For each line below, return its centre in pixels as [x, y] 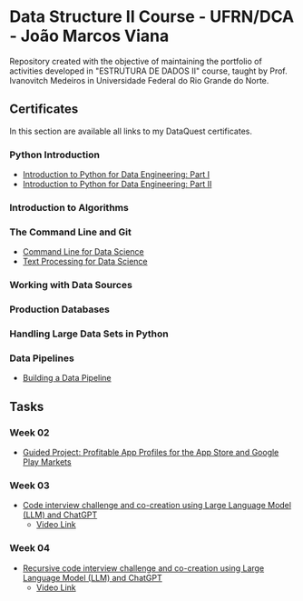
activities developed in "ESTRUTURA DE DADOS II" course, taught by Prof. [148, 71]
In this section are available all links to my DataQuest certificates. [131, 131]
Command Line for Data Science [83, 252]
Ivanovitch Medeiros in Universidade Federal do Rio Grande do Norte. [139, 80]
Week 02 [29, 432]
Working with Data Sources [71, 285]
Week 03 [29, 486]
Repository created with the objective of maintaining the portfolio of [136, 61]
